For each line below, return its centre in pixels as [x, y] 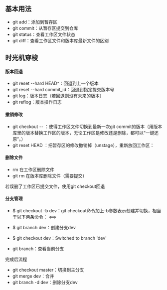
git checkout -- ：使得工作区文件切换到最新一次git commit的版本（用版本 [87, 127]
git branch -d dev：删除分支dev [45, 283]
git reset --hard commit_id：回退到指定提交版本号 [63, 90]
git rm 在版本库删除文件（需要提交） [50, 175]
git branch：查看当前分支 [38, 249]
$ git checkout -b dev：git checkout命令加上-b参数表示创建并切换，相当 [87, 211]
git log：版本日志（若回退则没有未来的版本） [58, 96]
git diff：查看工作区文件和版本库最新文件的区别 [61, 40]
